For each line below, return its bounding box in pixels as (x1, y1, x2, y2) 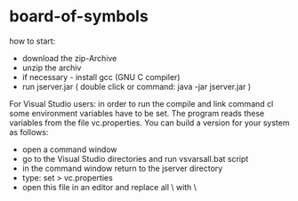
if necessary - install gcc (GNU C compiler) (21, 71, 181, 82)
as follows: (9, 126, 49, 137)
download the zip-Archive (21, 52, 117, 63)
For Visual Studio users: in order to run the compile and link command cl (9, 98, 274, 109)
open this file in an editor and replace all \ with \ (21, 181, 197, 192)
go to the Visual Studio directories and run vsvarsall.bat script (21, 153, 249, 164)
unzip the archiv (21, 62, 82, 73)
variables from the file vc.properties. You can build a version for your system (9, 117, 290, 128)
